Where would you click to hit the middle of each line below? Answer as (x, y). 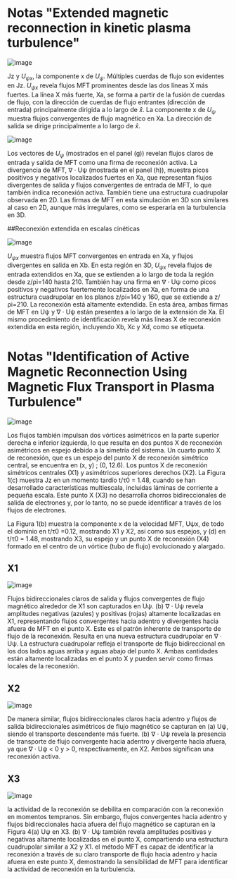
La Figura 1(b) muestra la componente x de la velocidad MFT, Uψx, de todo (116, 524)
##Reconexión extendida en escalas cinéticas (74, 229)
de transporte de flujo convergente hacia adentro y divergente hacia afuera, (117, 742)
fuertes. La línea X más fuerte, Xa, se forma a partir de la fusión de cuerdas (116, 94)
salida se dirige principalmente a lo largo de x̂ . (74, 126)
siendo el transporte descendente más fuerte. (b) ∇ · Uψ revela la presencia (117, 734)
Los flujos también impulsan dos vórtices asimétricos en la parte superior (113, 435)
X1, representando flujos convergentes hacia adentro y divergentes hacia (113, 621)
